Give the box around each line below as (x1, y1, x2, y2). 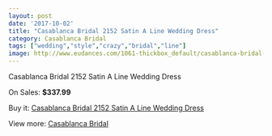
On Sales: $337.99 (8, 87, 71, 97)
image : (8, 49, 31, 57)
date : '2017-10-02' (8, 19, 74, 28)
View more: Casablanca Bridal (8, 119, 109, 128)
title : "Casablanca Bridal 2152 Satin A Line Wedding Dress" (8, 27, 219, 35)
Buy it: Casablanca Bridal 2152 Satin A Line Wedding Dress (8, 103, 205, 113)
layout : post (8, 11, 53, 20)
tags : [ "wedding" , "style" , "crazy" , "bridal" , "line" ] (8, 42, 186, 50)
